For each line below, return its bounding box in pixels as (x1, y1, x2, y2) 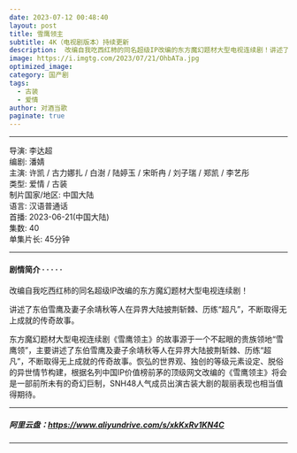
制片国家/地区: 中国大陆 (9, 189, 95, 200)
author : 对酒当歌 (9, 104, 68, 112)
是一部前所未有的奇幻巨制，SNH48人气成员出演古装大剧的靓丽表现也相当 (9, 378, 276, 389)
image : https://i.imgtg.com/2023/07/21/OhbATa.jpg (9, 54, 200, 63)
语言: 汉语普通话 (9, 201, 68, 211)
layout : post (9, 21, 57, 30)
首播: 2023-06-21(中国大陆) (9, 211, 110, 222)
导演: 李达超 (9, 145, 53, 156)
